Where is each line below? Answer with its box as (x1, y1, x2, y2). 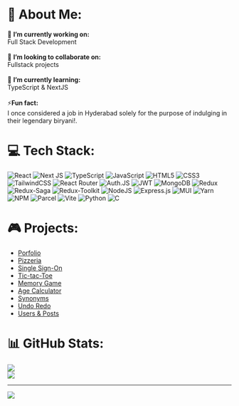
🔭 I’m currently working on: (7, 30, 90, 38)
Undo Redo (17, 301, 51, 310)
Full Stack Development (7, 37, 77, 46)
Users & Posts (17, 309, 59, 318)
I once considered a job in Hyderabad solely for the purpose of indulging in (7, 108, 228, 117)
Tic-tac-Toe (17, 271, 53, 280)
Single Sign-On (17, 264, 63, 272)
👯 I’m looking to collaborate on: (7, 53, 101, 61)
